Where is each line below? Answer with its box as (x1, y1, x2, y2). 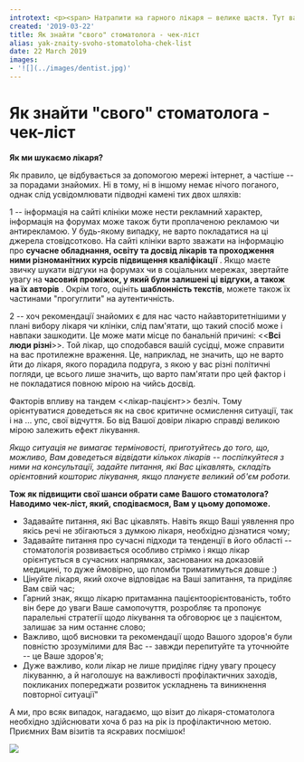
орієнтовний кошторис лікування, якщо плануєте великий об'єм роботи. (9, 470, 291, 481)
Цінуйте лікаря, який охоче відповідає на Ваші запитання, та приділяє (22, 573, 292, 584)
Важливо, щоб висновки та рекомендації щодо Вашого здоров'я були (22, 631, 292, 641)
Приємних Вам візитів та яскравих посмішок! (9, 726, 185, 737)
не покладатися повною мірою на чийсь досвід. (9, 378, 196, 389)
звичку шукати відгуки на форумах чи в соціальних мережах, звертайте (9, 264, 290, 275)
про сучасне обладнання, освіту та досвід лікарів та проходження (9, 245, 274, 256)
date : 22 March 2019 (9, 47, 88, 56)
